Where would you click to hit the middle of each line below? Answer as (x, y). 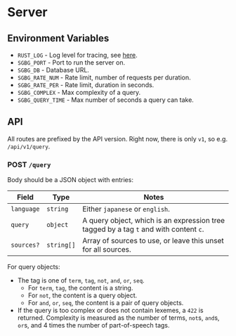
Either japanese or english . (126, 209)
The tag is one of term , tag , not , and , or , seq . (81, 280)
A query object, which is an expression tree (153, 221)
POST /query (29, 164)
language (25, 209)
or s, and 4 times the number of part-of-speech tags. (93, 325)
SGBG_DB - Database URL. (53, 70)
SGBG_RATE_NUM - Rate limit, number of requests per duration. (104, 77)
